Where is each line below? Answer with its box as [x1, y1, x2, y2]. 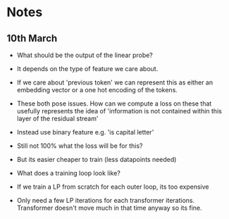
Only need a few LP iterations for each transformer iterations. [16, 196, 195, 204]
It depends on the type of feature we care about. [16, 65, 159, 73]
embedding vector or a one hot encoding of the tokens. [16, 86, 178, 94]
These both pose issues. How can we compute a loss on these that [16, 99, 212, 108]
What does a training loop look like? [16, 169, 121, 177]
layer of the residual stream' [16, 114, 99, 123]
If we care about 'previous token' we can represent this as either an [16, 78, 213, 87]
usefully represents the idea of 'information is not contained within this [16, 107, 223, 115]
